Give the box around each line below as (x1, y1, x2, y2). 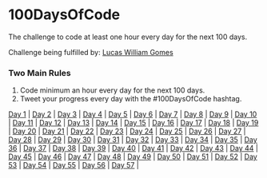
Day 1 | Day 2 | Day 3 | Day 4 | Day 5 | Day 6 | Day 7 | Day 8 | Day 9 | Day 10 (8, 109, 257, 119)
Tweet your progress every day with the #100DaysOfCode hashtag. (19, 94, 242, 104)
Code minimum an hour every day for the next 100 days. (19, 85, 205, 95)
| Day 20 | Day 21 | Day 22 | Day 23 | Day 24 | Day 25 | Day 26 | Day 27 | (8, 126, 246, 136)
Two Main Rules (8, 67, 71, 78)
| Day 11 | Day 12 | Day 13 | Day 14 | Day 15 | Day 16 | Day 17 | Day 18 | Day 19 (8, 118, 259, 128)
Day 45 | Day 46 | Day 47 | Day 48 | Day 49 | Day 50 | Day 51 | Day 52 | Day (8, 152, 257, 161)
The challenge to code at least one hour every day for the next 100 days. (8, 32, 248, 42)
